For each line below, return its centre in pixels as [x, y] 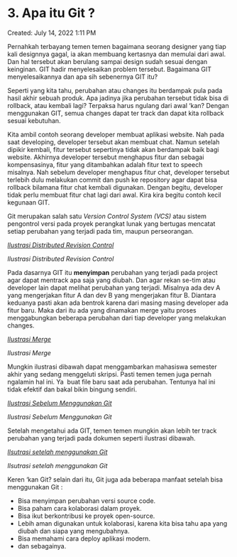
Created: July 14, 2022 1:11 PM [52, 33]
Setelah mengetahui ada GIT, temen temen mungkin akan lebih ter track [112, 431]
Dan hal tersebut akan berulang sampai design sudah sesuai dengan [108, 61]
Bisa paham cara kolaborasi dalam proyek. [79, 508]
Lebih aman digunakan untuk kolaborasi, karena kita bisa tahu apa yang [122, 523]
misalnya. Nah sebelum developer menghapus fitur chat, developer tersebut [118, 172]
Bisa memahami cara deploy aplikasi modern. [84, 539]
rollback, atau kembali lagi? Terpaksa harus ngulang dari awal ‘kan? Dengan [118, 105]
